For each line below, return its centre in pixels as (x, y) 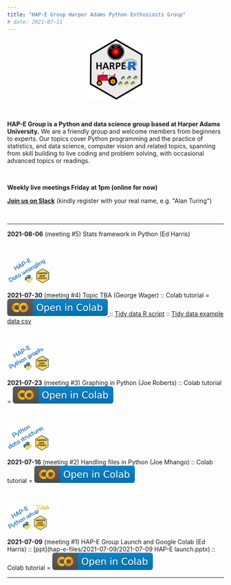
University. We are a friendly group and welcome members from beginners (114, 132)
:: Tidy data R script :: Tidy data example (166, 314)
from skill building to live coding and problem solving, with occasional (106, 153)
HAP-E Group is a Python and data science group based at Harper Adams (114, 124)
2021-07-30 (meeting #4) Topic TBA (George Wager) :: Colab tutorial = (108, 295)
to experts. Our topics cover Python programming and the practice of (105, 139)
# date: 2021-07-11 (35, 22)
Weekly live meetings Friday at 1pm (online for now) (82, 188)
